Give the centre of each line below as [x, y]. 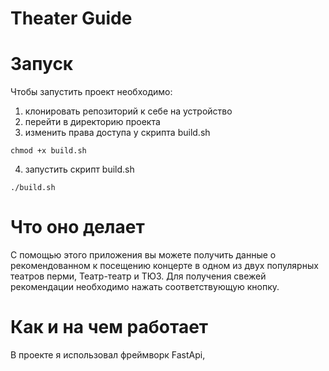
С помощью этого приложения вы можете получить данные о [143, 255]
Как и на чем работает [109, 327]
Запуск [42, 64]
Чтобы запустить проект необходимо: [91, 92]
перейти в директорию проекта [92, 122]
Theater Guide [71, 18]
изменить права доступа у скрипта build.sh [117, 133]
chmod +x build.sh [48, 151]
